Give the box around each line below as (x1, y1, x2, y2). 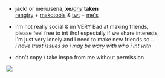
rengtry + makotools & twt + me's (15, 11, 99, 19)
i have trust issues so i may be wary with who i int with (15, 42, 152, 49)
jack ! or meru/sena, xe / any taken (15, 5, 99, 12)
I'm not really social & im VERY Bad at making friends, (15, 23, 149, 30)
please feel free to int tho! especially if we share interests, (15, 29, 159, 37)
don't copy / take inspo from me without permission (15, 54, 144, 61)
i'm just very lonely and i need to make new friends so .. (15, 36, 154, 43)
